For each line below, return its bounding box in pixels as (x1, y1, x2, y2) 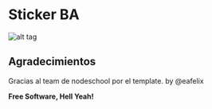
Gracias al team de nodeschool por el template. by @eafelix (8, 76, 205, 85)
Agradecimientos (8, 55, 96, 68)
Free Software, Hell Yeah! (8, 91, 94, 101)
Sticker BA (8, 6, 80, 24)
